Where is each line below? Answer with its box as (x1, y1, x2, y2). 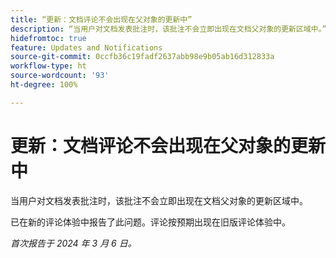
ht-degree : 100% (10, 80, 78, 90)
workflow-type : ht (10, 61, 87, 71)
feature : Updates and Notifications (10, 42, 163, 53)
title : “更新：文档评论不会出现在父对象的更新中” (10, 14, 193, 25)
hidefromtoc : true (10, 33, 87, 43)
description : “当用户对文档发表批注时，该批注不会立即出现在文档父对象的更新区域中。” (10, 24, 327, 34)
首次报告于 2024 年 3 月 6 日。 (10, 237, 137, 249)
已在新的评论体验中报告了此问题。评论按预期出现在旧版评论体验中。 (10, 216, 291, 228)
